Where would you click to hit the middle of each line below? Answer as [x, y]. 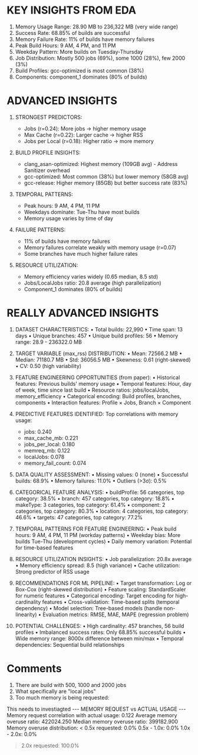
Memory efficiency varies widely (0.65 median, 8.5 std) [91, 276]
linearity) [26, 614]
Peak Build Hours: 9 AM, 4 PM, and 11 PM [65, 45]
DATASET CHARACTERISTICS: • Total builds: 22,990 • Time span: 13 [99, 329]
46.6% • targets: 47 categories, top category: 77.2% [79, 517]
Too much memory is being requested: [62, 697]
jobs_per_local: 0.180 [49, 444]
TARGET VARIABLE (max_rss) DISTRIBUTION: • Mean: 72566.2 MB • [99, 353]
